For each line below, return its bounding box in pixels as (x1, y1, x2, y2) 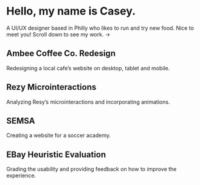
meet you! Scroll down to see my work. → (6, 30, 111, 38)
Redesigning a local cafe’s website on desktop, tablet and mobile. (6, 64, 170, 72)
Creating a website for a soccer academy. (6, 132, 111, 139)
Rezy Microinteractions (6, 82, 97, 92)
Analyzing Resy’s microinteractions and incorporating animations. (6, 98, 170, 106)
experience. (6, 172, 36, 180)
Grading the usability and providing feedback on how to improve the (6, 166, 177, 173)
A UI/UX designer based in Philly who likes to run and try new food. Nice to (6, 24, 195, 32)
